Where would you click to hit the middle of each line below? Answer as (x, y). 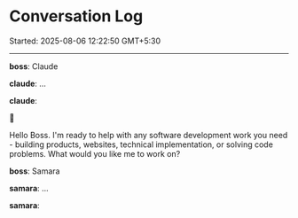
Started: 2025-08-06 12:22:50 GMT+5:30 (85, 41)
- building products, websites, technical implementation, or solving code (141, 144)
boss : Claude (34, 66)
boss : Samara (35, 171)
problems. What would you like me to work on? (95, 153)
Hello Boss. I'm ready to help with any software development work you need (149, 135)
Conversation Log (76, 16)
